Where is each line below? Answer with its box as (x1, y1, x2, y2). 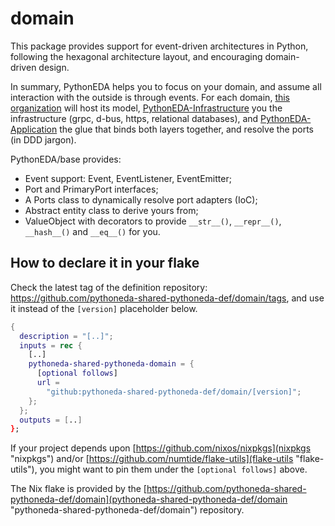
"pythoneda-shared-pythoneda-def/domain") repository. (10, 504, 245, 516)
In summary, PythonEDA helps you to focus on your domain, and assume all (10, 80, 322, 92)
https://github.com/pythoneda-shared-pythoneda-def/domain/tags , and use (10, 292, 325, 304)
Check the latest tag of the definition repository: (10, 281, 208, 293)
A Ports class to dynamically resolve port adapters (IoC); (24, 193, 258, 206)
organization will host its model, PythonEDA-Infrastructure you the (10, 102, 283, 114)
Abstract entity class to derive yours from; (24, 204, 199, 216)
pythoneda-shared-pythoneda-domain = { (28, 359, 195, 369)
